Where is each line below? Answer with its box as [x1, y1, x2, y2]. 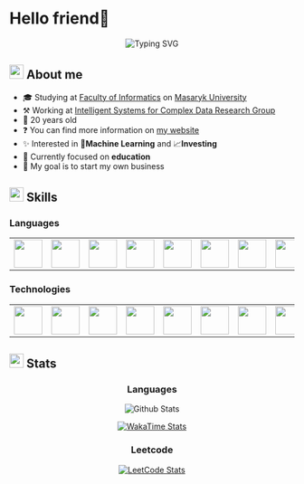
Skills [25, 190, 58, 205]
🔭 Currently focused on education [22, 151, 151, 162]
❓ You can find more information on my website [22, 124, 200, 135]
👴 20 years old [22, 114, 77, 125]
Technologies [9, 283, 71, 296]
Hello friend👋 [9, 8, 110, 29]
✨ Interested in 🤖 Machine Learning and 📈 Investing [22, 138, 217, 148]
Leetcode [130, 443, 174, 456]
